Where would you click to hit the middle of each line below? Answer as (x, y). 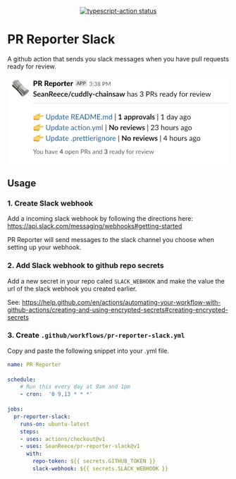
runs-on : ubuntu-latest (55, 424)
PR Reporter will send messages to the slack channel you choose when (111, 240)
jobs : (15, 409)
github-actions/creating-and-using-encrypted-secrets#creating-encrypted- (118, 310)
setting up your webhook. (44, 248)
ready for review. (32, 66)
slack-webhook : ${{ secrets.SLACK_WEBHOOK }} (101, 469)
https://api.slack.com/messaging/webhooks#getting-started (95, 226)
